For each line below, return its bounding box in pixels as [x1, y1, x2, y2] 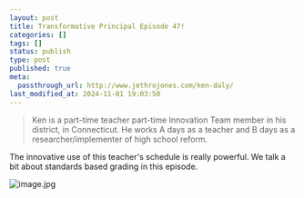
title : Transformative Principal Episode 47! [9, 22, 185, 31]
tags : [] [9, 38, 43, 48]
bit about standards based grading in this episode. [9, 161, 198, 172]
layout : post [9, 13, 59, 23]
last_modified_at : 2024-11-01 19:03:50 [9, 89, 161, 98]
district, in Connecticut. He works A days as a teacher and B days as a [31, 124, 296, 134]
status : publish [9, 47, 71, 56]
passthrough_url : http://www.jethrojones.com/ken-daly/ [17, 81, 234, 90]
